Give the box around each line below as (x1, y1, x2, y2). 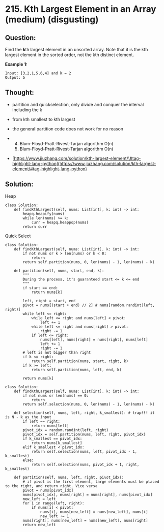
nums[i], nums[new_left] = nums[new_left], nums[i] (40, 509, 148, 514)
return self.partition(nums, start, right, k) (31, 358, 129, 364)
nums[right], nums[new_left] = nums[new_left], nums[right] (23, 518, 148, 523)
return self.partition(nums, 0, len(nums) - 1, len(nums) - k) (23, 259, 155, 264)
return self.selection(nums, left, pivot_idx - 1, (31, 449, 137, 454)
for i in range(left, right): (23, 501, 84, 505)
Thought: (5, 89, 34, 97)
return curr (23, 224, 48, 229)
